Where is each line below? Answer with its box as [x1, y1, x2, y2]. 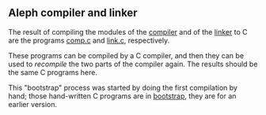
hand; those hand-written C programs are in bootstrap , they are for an [8, 91, 237, 101]
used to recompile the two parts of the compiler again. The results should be [8, 59, 258, 69]
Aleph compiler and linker [8, 6, 138, 20]
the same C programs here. [8, 67, 97, 77]
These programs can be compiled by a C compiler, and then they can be [8, 50, 244, 60]
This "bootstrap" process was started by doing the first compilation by [8, 83, 237, 92]
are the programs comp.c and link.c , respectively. [8, 35, 170, 45]
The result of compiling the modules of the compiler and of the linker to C [8, 27, 248, 36]
